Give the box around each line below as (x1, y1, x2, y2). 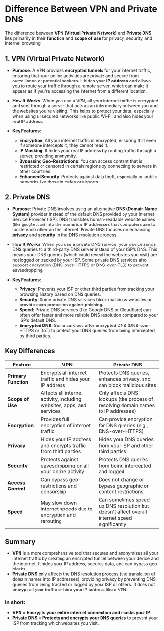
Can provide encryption (98, 416, 153, 423)
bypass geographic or (98, 482, 149, 489)
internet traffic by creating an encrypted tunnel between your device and (12, 555, 159, 562)
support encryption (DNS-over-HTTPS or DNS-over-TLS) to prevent (12, 262, 149, 268)
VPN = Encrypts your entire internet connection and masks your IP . (12, 610, 152, 616)
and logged (98, 468, 125, 475)
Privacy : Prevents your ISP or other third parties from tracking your (19, 286, 155, 292)
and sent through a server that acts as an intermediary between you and (12, 102, 158, 108)
